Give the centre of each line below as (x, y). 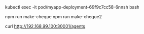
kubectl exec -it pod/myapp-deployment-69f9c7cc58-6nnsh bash (72, 7)
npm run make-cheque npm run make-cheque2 (54, 17)
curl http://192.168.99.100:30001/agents (45, 26)
